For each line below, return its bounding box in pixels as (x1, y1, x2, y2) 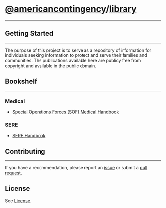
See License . (5, 197, 32, 204)
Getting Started (5, 29, 54, 38)
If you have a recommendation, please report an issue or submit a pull (5, 164, 147, 170)
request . (5, 170, 22, 176)
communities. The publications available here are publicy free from (5, 57, 141, 63)
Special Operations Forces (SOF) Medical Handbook (12, 109, 119, 115)
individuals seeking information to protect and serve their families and (5, 52, 147, 58)
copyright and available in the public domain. (5, 63, 96, 69)
